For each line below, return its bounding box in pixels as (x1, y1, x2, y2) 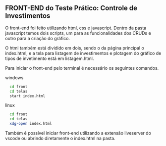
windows (5, 74, 24, 81)
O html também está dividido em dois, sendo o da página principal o (5, 45, 145, 51)
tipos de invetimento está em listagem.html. (5, 55, 94, 61)
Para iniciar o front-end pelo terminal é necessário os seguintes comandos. (5, 65, 159, 71)
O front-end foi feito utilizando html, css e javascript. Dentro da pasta (5, 25, 147, 31)
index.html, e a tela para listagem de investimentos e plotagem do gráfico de (5, 50, 162, 56)
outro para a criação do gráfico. (5, 35, 70, 41)
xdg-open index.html (9, 121, 52, 126)
